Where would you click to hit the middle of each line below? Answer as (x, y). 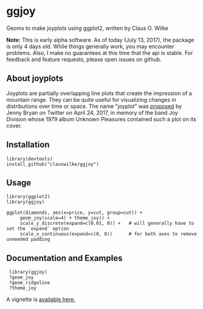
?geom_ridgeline (29, 283)
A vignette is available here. (41, 299)
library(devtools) (29, 159)
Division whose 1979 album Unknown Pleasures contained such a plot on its (101, 119)
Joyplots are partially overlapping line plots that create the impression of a (99, 93)
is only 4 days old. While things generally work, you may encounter (90, 46)
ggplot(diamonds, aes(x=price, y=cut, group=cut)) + (74, 213)
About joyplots (35, 78)
